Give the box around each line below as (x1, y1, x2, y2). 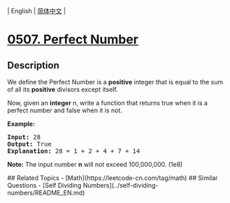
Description (7, 59, 59, 71)
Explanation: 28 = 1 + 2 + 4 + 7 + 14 (7, 147, 141, 155)
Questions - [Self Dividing (7, 181, 82, 189)
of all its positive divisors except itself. (7, 85, 118, 93)
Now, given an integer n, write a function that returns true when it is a (7, 99, 208, 107)
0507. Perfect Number (7, 31, 138, 47)
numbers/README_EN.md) (7, 188, 85, 197)
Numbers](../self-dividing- (82, 181, 159, 189)
